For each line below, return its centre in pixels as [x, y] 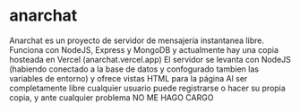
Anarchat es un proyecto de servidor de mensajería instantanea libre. [137, 40]
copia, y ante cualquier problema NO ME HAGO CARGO [111, 97]
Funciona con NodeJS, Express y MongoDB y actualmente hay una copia [144, 49]
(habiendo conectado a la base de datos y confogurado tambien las [134, 69]
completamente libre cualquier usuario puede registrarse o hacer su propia [148, 88]
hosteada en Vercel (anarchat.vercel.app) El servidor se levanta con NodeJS [150, 59]
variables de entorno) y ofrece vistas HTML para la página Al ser [129, 78]
